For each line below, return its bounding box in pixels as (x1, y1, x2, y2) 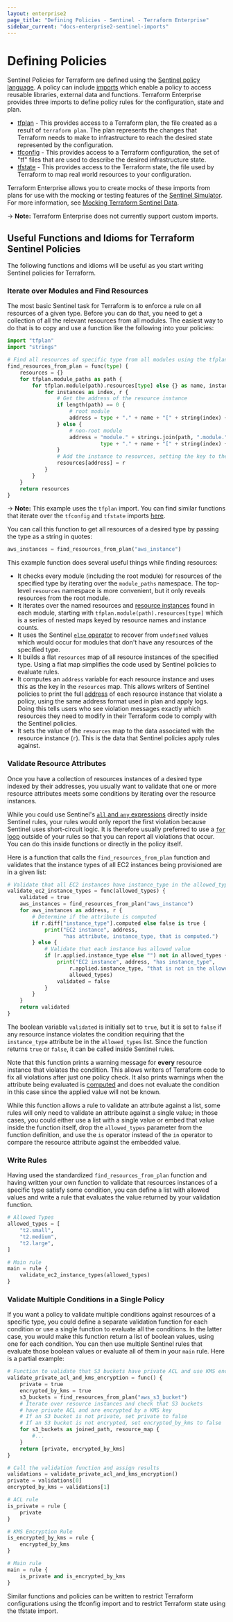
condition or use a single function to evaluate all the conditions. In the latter (7, 1325, 222, 1333)
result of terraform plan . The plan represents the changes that (17, 126, 198, 135)
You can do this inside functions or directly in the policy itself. (7, 839, 183, 848)
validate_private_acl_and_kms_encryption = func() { (7, 1374, 163, 1381)
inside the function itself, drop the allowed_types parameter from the (7, 1123, 202, 1132)
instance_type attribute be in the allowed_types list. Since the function (7, 1037, 208, 1045)
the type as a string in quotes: (7, 532, 92, 541)
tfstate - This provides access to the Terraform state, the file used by (17, 163, 214, 171)
